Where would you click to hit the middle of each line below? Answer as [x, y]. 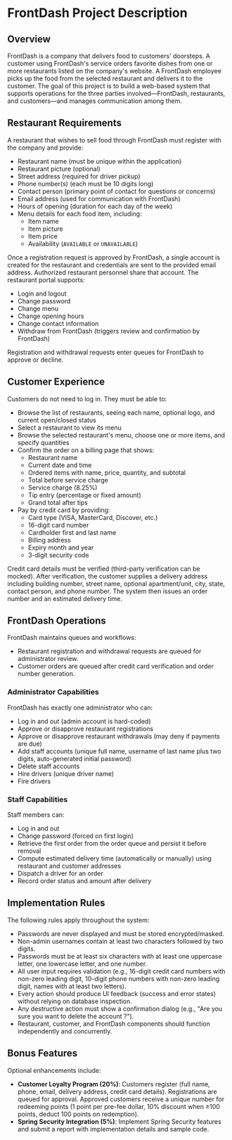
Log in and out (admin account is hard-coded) [84, 721]
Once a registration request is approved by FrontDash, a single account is [114, 257]
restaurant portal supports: [46, 279]
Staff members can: [36, 815]
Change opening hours [51, 316]
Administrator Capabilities [53, 692]
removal [29, 851]
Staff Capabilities [38, 799]
